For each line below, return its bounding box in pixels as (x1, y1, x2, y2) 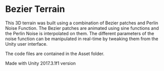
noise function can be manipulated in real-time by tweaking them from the (5, 36, 158, 42)
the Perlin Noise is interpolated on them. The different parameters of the (5, 30, 154, 36)
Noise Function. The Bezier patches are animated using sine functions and (5, 25, 159, 31)
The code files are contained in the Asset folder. (5, 51, 104, 57)
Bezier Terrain (5, 3, 65, 15)
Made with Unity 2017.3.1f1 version (5, 60, 76, 66)
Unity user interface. (5, 41, 48, 47)
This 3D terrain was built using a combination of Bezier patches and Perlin (5, 20, 158, 26)
